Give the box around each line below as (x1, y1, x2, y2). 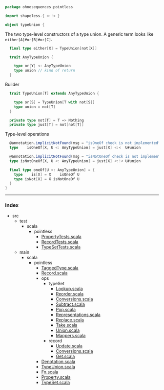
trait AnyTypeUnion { (9, 54, 54, 60)
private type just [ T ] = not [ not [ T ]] (9, 122, 84, 127)
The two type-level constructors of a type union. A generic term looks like (5, 31, 154, 37)
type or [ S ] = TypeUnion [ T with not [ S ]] (14, 99, 95, 105)
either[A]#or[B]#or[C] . (5, 36, 53, 42)
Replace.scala (56, 317, 84, 323)
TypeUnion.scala (41, 364, 76, 370)
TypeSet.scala (41, 380, 70, 386)
